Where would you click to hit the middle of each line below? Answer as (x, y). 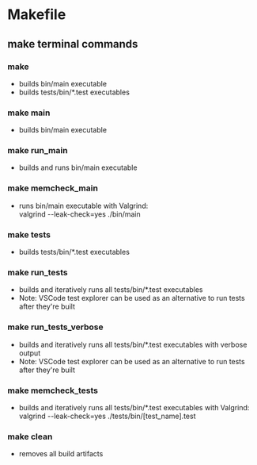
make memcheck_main (53, 188)
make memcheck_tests (53, 390)
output (30, 353)
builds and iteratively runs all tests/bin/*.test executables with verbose (133, 344)
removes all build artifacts (61, 454)
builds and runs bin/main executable (78, 167)
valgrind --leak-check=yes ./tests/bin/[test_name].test (107, 416)
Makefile (37, 15)
